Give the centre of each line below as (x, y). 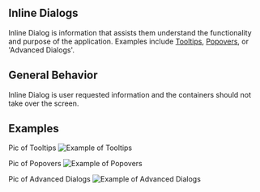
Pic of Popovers (35, 164)
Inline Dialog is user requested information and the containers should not (130, 94)
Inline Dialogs (43, 13)
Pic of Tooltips (32, 148)
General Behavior (53, 75)
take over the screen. (44, 103)
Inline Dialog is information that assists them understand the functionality (130, 32)
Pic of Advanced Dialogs (49, 179)
